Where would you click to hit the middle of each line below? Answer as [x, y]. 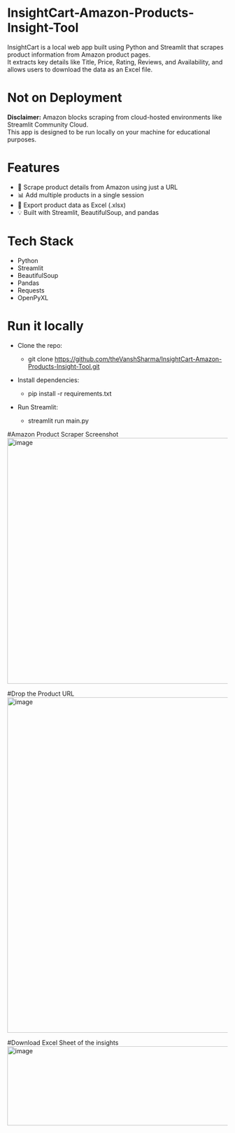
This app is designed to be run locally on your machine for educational [109, 132]
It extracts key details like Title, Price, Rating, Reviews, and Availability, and [115, 62]
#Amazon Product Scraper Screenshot [63, 434]
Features [34, 168]
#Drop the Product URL [41, 694]
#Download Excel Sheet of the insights [63, 1042]
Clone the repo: [40, 345]
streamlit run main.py [58, 421]
